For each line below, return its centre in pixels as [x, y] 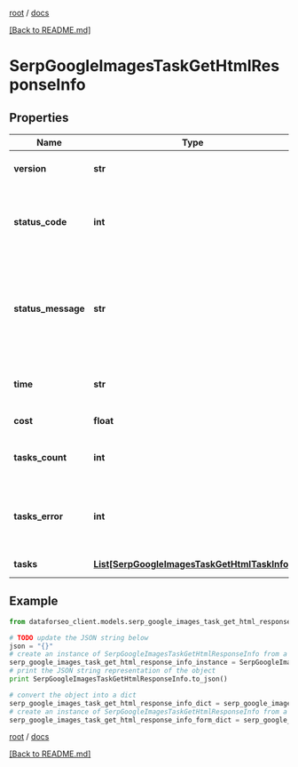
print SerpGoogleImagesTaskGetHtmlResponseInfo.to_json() [118, 679]
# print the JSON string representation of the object [113, 671]
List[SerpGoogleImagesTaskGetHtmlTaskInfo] [193, 564]
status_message [50, 308]
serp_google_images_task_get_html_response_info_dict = [114, 703]
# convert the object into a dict [73, 695]
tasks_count [40, 457]
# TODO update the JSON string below [79, 638]
